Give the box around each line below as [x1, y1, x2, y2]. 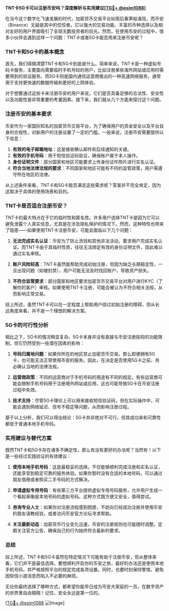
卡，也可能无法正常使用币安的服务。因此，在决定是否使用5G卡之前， [12, 357, 155, 363]
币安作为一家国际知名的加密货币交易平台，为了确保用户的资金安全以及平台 [5, 123, 159, 129]
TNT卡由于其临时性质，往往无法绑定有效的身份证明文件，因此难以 [26, 244, 163, 250]
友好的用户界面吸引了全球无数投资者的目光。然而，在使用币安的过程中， [9, 28, 159, 34]
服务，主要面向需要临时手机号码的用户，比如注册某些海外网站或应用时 [14, 67, 159, 73]
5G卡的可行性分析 [5, 321, 49, 328]
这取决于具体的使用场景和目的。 [5, 188, 71, 194]
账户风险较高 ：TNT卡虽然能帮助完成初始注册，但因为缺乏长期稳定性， [12, 261, 158, 267]
